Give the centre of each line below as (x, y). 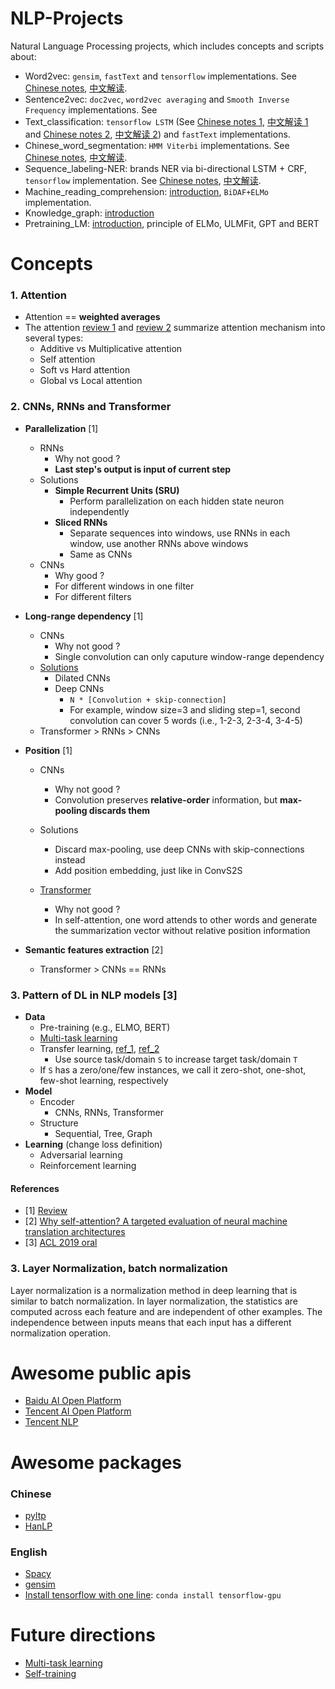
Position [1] (48, 750)
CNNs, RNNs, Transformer (109, 1113)
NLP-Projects (67, 18)
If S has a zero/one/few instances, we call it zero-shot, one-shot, (173, 1070)
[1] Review (46, 1211)
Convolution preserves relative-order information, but (166, 799)
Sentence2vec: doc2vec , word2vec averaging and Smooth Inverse (157, 99)
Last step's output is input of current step (143, 469)
